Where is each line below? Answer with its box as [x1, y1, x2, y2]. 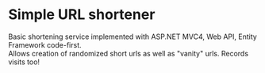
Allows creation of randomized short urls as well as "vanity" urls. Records [8, 48, 248, 58]
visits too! [8, 57, 40, 67]
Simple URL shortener [8, 6, 156, 24]
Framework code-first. [8, 40, 82, 49]
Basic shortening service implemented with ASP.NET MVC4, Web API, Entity [8, 32, 258, 41]
